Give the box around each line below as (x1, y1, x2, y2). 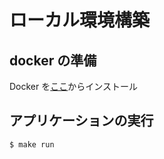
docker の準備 (9, 52, 97, 69)
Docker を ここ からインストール (9, 81, 138, 92)
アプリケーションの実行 (9, 112, 154, 130)
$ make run (9, 139, 55, 150)
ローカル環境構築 (9, 9, 151, 32)
